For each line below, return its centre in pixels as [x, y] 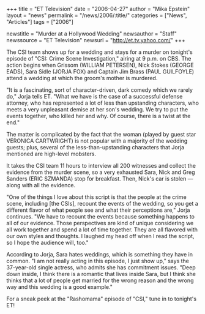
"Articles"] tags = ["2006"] [40, 22]
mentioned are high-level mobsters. [51, 154]
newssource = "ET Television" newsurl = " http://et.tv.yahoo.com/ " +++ [96, 40]
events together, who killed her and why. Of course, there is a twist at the [99, 116]
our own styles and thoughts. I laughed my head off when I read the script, [100, 236]
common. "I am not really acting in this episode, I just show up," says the [98, 261]
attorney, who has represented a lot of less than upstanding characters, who [102, 103]
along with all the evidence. [41, 185]
